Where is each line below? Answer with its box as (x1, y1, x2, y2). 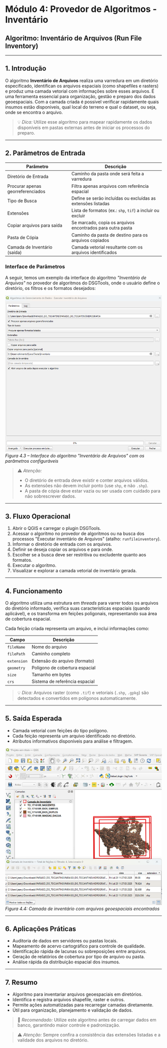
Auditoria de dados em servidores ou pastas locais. (12, 938, 118, 944)
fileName (7, 645, 26, 650)
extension (7, 658, 28, 663)
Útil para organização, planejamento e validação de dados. (12, 1007, 133, 1013)
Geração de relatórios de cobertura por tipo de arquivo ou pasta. (12, 954, 145, 960)
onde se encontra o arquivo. (5, 109, 63, 115)
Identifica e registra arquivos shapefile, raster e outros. (12, 997, 125, 1003)
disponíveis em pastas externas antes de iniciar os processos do (17, 125, 150, 131)
